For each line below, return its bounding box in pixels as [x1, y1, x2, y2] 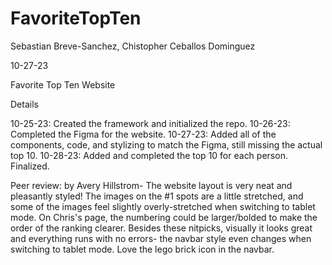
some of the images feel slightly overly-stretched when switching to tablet [10, 200, 316, 212]
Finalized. [10, 160, 50, 172]
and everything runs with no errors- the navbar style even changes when [10, 232, 312, 244]
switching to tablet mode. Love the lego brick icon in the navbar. [10, 243, 275, 255]
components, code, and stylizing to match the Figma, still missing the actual [10, 138, 323, 151]
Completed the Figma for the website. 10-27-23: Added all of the [10, 128, 277, 140]
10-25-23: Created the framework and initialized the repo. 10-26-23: [10, 117, 291, 129]
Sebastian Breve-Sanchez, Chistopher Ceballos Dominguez [10, 40, 256, 52]
